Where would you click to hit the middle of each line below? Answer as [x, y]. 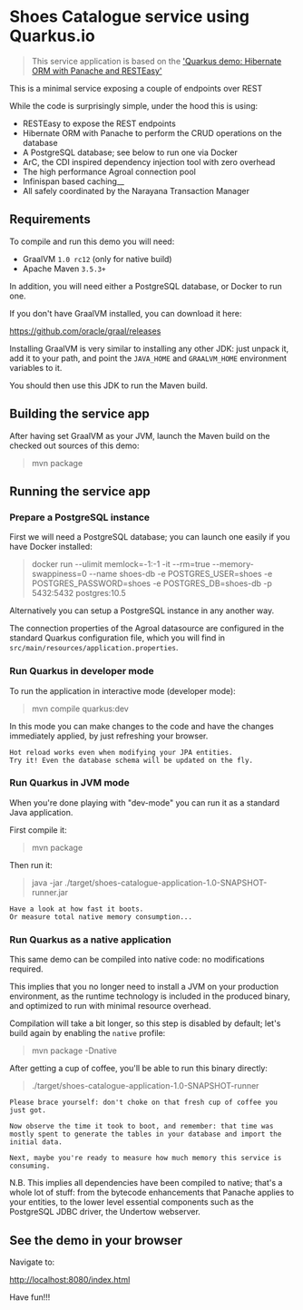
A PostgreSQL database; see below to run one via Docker [130, 152]
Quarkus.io [52, 36]
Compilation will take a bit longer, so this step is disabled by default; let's [145, 1023]
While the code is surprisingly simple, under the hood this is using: [134, 105]
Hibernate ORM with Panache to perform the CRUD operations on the [152, 132]
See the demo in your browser [96, 1240]
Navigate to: [32, 1262]
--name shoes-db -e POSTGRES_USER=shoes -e [181, 574]
